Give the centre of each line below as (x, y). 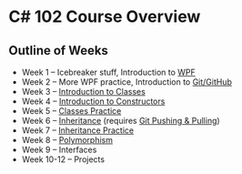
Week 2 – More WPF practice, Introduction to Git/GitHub (127, 82)
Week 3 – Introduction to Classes (84, 92)
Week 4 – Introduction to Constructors (93, 101)
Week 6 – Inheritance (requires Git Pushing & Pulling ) (121, 121)
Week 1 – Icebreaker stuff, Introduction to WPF (109, 72)
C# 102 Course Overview (105, 17)
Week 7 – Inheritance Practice (77, 130)
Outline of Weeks (58, 51)
